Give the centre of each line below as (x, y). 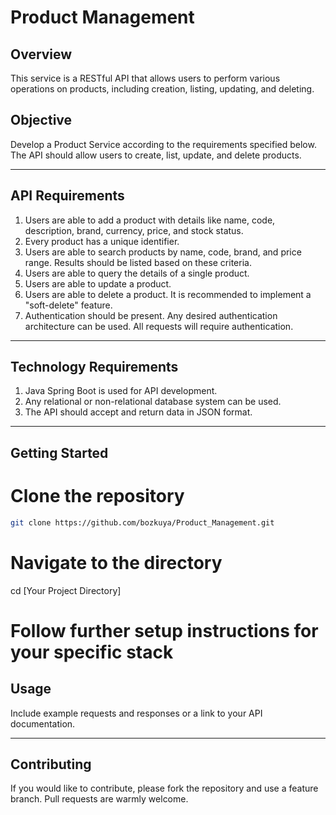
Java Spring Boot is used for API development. (121, 391)
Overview (41, 54)
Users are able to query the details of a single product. (137, 273)
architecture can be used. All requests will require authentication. (159, 326)
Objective (41, 120)
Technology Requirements (94, 367)
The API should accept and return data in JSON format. (138, 412)
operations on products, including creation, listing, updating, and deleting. (162, 89)
